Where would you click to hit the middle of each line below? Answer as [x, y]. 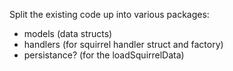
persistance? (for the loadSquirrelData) [104, 55]
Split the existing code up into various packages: [109, 14]
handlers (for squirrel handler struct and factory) [123, 44]
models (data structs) [68, 33]
